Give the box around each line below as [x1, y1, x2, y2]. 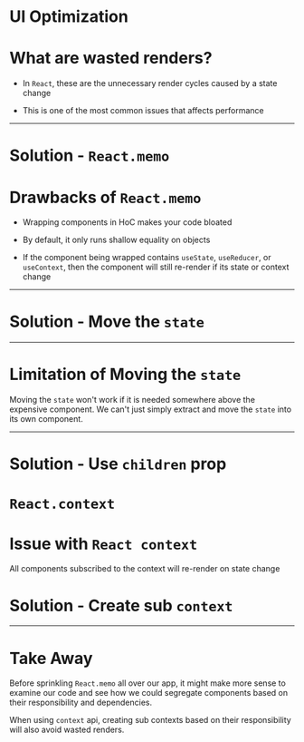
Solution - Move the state [9, 311, 205, 332]
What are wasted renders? [9, 48, 213, 69]
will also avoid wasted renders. [9, 724, 125, 736]
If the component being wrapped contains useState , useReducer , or [22, 252, 271, 263]
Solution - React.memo [9, 145, 170, 166]
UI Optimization [9, 6, 128, 27]
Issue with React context [9, 533, 198, 554]
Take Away [9, 648, 93, 669]
